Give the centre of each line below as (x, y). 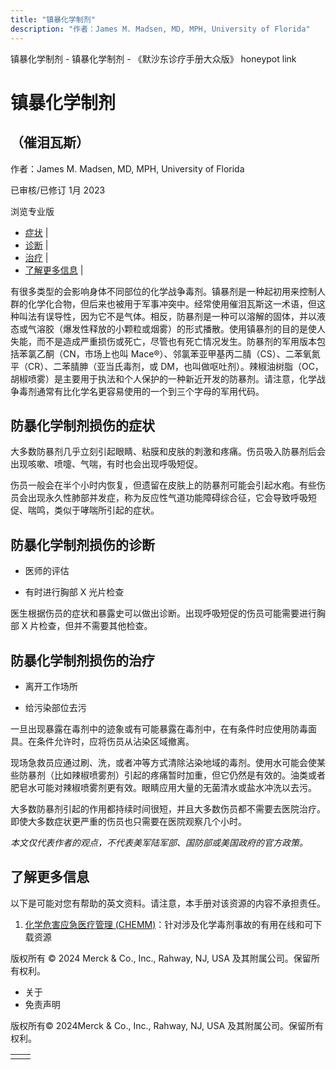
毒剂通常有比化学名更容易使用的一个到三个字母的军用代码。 (141, 391)
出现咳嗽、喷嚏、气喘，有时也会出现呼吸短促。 (106, 464)
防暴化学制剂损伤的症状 (82, 425)
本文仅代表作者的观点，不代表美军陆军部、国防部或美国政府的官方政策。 (159, 842)
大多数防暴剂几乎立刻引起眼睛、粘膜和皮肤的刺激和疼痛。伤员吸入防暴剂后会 (168, 452)
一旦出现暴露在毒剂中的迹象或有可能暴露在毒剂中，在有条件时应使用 (150, 728)
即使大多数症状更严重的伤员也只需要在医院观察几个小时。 (128, 821)
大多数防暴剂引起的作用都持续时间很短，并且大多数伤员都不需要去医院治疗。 (168, 808)
